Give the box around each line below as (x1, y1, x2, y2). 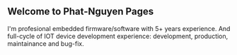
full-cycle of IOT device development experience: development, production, (7, 32, 229, 40)
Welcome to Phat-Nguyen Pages (7, 6, 154, 18)
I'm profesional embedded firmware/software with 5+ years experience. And (7, 24, 231, 32)
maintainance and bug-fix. (7, 39, 84, 48)
